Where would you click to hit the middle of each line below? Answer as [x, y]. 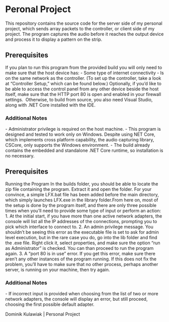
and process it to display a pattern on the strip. [54, 39]
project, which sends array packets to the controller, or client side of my [80, 28]
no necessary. [20, 156]
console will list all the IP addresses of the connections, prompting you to [81, 221]
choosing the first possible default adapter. [50, 304]
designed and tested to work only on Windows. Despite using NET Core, [80, 134]
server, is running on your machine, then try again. [58, 270]
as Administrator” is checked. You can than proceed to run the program [79, 248]
